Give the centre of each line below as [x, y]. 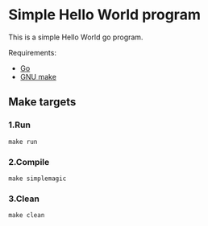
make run [23, 142]
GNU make [38, 76]
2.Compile [29, 162]
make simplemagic [37, 179]
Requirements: [32, 52]
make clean [27, 216]
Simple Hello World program [105, 15]
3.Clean [24, 199]
